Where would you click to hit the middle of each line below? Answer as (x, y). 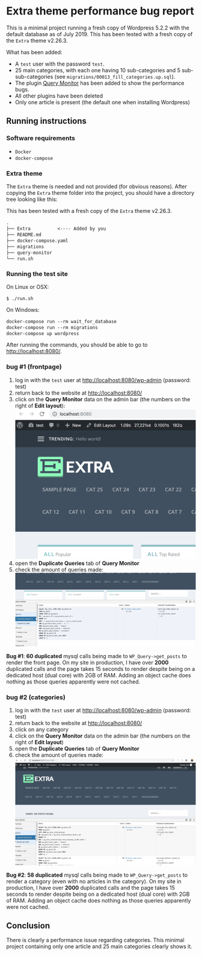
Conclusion (28, 926)
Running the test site (37, 274)
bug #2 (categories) (36, 697)
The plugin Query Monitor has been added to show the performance (99, 83)
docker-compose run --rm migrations (52, 328)
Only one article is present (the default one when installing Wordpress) (103, 102)
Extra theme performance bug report (100, 11)
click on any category (42, 730)
